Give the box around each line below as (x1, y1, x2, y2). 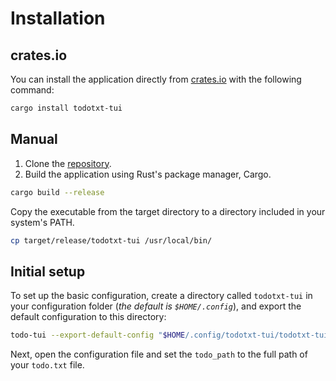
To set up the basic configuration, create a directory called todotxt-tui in (10, 290, 313, 302)
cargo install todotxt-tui (10, 103, 123, 113)
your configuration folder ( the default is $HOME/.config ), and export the (10, 300, 302, 312)
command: (10, 84, 55, 96)
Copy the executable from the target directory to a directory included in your (10, 205, 326, 217)
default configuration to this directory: (10, 311, 167, 323)
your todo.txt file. (10, 359, 85, 371)
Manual (10, 131, 58, 148)
